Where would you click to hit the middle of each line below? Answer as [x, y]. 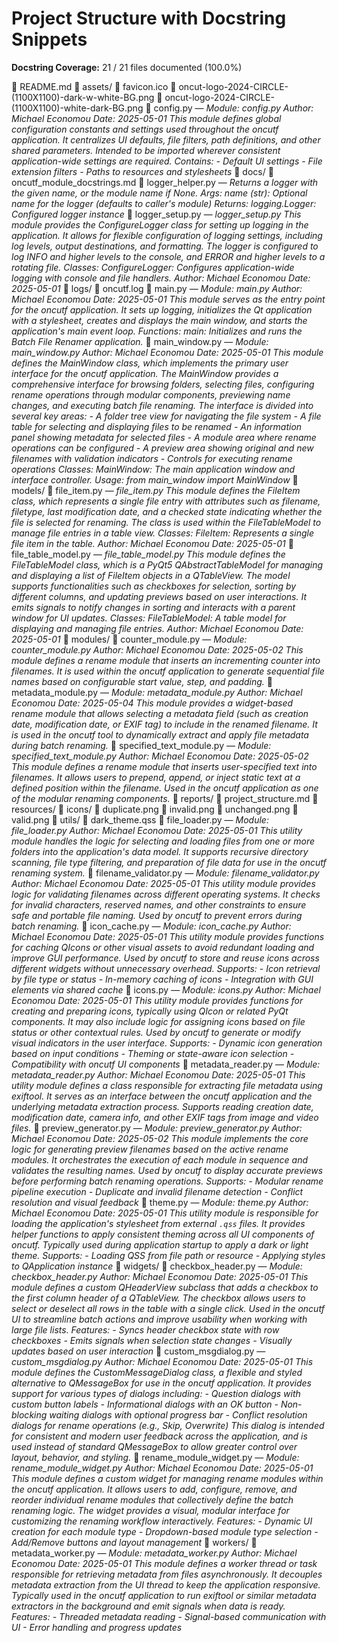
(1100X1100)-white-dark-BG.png [77, 108]
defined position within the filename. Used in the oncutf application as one [165, 788]
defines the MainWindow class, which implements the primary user [150, 363]
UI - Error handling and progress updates [97, 1627]
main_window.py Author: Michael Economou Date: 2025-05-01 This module [167, 352]
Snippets [49, 39]
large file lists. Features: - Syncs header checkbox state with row [145, 1329]
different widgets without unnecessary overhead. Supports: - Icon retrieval [166, 968]
